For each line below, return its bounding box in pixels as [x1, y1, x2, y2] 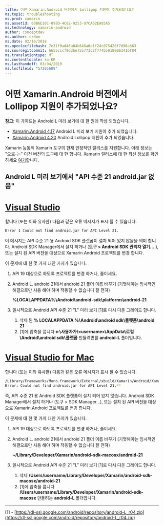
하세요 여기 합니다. [5, 157, 40, 163]
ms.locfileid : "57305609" [5, 66, 58, 71]
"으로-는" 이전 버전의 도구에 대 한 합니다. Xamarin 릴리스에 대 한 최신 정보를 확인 [5, 151, 159, 157]
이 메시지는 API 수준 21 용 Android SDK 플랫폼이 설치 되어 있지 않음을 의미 [5, 238, 147, 244]
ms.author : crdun [5, 35, 41, 40]
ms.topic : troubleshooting [5, 12, 60, 17]
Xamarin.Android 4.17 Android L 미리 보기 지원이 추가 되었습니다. [12, 128, 138, 134]
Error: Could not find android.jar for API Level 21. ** [5, 383, 121, 388]
